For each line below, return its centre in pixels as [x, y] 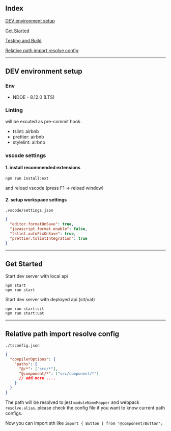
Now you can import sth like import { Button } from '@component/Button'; [84, 423]
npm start [16, 286]
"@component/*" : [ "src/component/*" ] [59, 373]
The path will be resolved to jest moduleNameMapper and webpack [73, 402]
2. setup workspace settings [36, 199]
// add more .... [37, 378]
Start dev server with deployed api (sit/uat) [50, 300]
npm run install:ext [27, 178]
